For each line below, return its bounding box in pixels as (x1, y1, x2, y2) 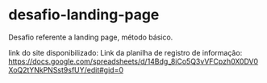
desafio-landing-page (8, 6, 160, 24)
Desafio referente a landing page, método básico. (8, 32, 173, 42)
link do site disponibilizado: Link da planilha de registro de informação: (8, 48, 243, 57)
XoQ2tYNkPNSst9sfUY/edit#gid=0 (8, 64, 123, 74)
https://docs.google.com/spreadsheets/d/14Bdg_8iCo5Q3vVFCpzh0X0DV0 (8, 56, 259, 66)
